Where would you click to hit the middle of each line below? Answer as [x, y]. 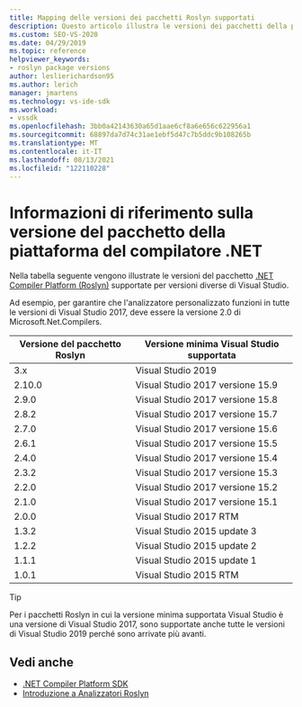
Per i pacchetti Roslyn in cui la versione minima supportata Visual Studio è [147, 615]
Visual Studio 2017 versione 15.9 [207, 385]
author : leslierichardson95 [62, 76]
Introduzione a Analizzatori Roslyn [86, 694]
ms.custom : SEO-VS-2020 [54, 34]
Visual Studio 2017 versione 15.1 [207, 502]
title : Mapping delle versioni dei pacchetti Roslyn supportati [132, 18]
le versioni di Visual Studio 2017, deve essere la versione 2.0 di [125, 312]
